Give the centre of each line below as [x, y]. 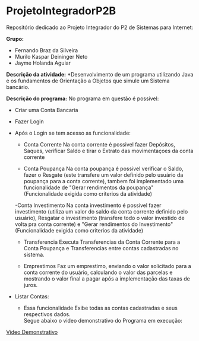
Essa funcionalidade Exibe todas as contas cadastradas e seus [101, 308]
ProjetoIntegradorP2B [61, 11]
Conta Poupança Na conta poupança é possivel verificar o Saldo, [103, 168]
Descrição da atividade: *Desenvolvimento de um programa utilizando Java [100, 74]
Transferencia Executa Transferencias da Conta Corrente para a [102, 242]
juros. [31, 285]
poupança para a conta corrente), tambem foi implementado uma [104, 181]
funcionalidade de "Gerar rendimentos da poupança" [89, 187]
